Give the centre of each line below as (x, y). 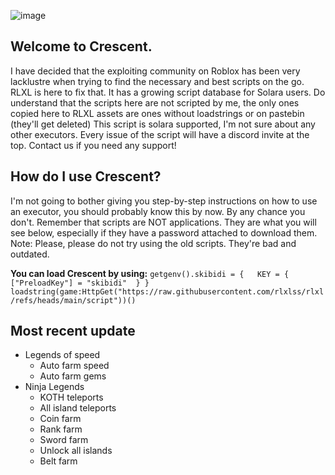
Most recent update (73, 331)
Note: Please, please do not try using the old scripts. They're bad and (153, 243)
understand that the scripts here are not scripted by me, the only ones (155, 102)
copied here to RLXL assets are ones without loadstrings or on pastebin (157, 113)
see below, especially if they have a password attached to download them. (164, 232)
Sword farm (64, 440)
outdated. (30, 254)
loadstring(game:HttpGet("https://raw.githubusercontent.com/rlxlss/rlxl (167, 291)
